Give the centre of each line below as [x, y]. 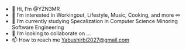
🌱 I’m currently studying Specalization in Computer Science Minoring [95, 21]
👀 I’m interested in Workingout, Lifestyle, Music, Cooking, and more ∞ [96, 15]
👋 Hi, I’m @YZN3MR [36, 9]
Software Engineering [38, 27]
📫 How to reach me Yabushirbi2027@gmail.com [70, 40]
